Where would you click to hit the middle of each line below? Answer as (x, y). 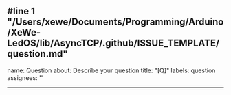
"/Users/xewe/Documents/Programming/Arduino (115, 22)
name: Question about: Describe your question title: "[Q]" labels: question (111, 70)
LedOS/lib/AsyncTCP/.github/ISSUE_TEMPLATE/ (113, 43)
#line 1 (21, 11)
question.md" (37, 54)
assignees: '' (25, 77)
